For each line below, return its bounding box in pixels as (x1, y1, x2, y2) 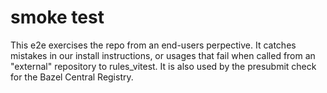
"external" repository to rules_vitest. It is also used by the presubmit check (10, 60, 317, 72)
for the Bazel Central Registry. (10, 71, 134, 83)
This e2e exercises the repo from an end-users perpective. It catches (10, 39, 297, 51)
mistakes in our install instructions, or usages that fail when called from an (10, 49, 316, 61)
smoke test (10, 6, 105, 29)
